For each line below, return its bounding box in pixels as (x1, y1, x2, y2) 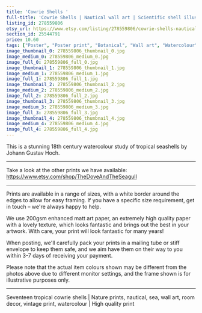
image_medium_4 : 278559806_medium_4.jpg (6, 121, 109, 127)
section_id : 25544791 (6, 31, 61, 37)
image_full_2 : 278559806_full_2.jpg (6, 93, 98, 99)
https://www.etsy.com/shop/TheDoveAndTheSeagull (6, 173, 137, 180)
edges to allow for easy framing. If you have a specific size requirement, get (6, 197, 195, 203)
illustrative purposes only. (6, 276, 70, 284)
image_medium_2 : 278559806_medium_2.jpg (6, 87, 109, 93)
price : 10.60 (6, 37, 39, 43)
